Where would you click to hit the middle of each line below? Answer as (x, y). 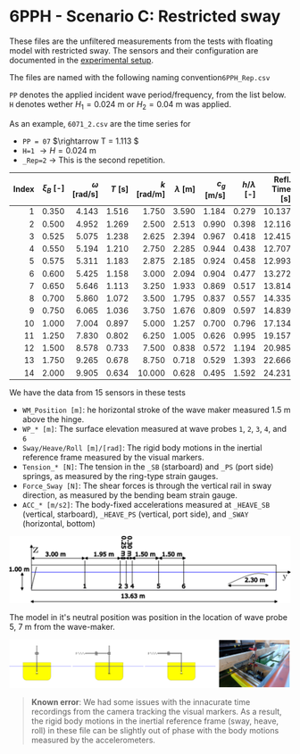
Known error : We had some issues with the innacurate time (141, 702)
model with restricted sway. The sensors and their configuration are (134, 50)
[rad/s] (85, 194)
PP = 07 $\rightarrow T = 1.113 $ (80, 141)
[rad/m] (151, 194)
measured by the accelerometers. (93, 740)
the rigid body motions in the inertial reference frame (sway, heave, (155, 721)
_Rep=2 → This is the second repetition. (93, 160)
